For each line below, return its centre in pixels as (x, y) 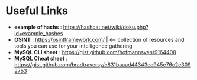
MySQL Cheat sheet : (41, 58)
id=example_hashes (38, 33)
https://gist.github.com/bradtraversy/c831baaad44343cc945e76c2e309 (102, 64)
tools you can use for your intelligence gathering (73, 46)
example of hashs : (38, 27)
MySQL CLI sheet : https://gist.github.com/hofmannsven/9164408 (95, 52)
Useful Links (37, 11)
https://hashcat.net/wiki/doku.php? (106, 27)
